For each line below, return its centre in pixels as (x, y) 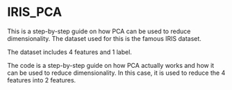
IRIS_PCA (35, 12)
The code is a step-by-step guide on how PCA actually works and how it (111, 65)
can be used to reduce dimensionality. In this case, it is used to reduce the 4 (116, 73)
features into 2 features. (42, 80)
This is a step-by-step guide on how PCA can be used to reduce (99, 31)
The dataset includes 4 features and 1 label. (69, 52)
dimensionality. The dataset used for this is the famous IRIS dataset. (104, 38)
